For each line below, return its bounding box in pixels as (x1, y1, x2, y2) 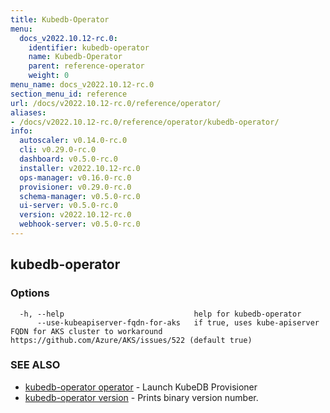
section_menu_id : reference (10, 89, 128, 99)
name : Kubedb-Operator (28, 52, 123, 62)
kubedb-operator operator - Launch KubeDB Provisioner (24, 381, 258, 393)
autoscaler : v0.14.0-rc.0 (19, 136, 128, 146)
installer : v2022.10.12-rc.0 (19, 163, 141, 173)
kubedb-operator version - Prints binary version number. (24, 391, 259, 403)
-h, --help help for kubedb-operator (19, 309, 302, 319)
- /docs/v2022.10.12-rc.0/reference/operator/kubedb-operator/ (10, 117, 280, 127)
